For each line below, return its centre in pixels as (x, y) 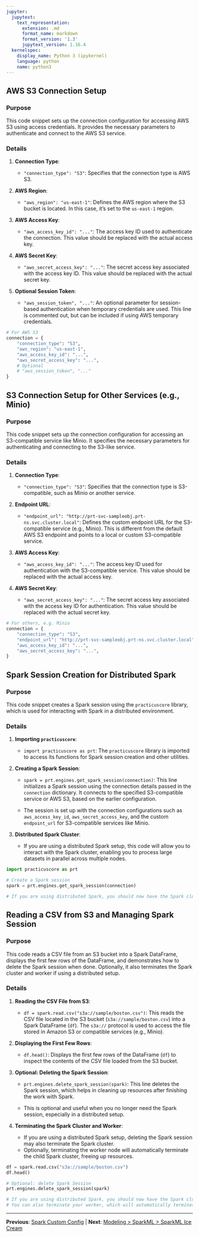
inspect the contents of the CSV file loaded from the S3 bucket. (101, 1061)
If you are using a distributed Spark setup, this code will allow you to (107, 846)
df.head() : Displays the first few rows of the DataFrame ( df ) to (100, 1054)
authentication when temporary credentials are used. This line (116, 309)
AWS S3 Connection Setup (56, 90)
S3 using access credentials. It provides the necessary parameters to (91, 127)
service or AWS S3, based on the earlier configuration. (90, 799)
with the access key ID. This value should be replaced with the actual (108, 274)
